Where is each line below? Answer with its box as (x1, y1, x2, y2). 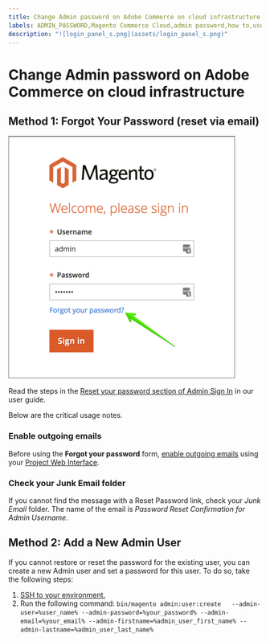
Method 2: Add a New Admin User (8, 536, 182, 550)
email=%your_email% (19, 617, 86, 625)
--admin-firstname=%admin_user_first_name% (88, 617, 237, 625)
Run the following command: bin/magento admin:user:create (19, 599, 222, 608)
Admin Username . (8, 513, 68, 522)
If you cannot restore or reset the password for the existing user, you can (8, 557, 251, 566)
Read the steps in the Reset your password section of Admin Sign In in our (8, 386, 255, 396)
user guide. (8, 395, 47, 405)
